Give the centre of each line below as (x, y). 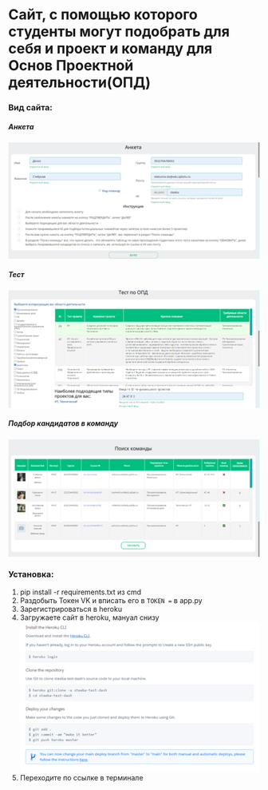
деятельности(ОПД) (80, 83)
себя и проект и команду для (110, 49)
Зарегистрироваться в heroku (71, 609)
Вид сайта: (31, 108)
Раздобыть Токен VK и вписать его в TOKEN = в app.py (111, 600)
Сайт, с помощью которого (103, 15)
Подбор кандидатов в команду (63, 423)
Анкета (21, 126)
